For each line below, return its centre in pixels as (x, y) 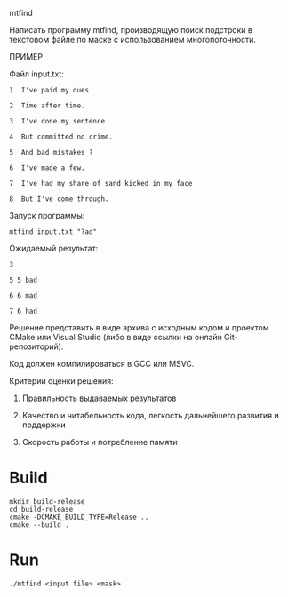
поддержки (44, 425)
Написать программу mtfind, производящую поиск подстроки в (131, 30)
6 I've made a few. (48, 168)
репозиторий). (36, 346)
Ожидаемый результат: (54, 248)
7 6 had (24, 311)
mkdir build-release (48, 501)
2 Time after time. (48, 106)
